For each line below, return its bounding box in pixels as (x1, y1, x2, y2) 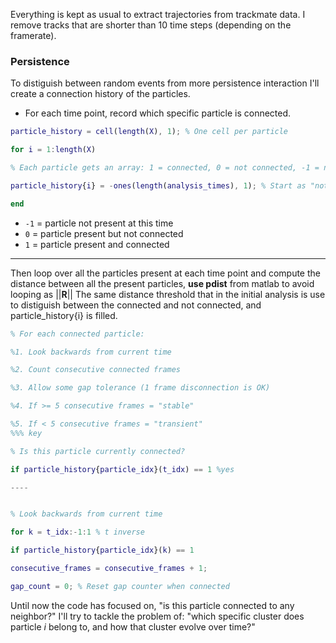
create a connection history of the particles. (10, 88, 191, 100)
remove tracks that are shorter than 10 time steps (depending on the (10, 19, 292, 31)
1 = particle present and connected (24, 238, 170, 250)
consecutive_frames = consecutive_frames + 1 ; (10, 564, 208, 574)
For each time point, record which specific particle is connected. (24, 107, 292, 119)
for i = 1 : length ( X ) (10, 145, 97, 155)
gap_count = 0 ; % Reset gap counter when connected (10, 581, 230, 591)
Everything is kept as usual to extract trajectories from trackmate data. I (10, 9, 306, 20)
